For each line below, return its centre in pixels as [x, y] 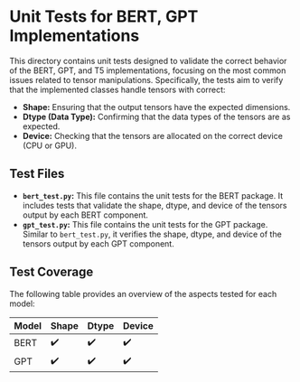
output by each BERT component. [85, 215]
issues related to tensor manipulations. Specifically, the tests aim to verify [146, 79]
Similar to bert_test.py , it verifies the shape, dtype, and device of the [152, 234]
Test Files [37, 174]
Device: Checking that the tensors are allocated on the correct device [152, 135]
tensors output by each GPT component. [98, 243]
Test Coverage [52, 272]
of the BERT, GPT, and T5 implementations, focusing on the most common [148, 70]
